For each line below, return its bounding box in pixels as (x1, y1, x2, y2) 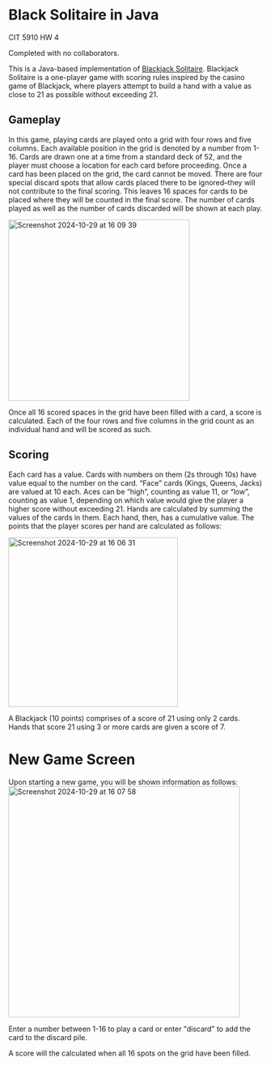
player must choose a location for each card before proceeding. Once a (8, 160, 248, 170)
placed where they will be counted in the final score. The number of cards (8, 194, 255, 204)
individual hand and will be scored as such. (8, 424, 152, 434)
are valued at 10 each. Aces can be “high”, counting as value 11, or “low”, (8, 486, 250, 496)
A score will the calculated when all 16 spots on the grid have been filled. (8, 1048, 251, 1058)
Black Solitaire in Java (8, 6, 159, 24)
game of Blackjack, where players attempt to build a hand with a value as (8, 81, 252, 91)
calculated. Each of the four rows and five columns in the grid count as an (8, 415, 255, 426)
